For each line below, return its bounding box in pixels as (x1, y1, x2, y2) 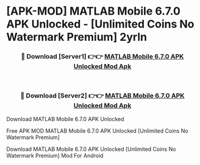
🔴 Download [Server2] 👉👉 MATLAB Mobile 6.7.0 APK (20, 91, 185, 100)
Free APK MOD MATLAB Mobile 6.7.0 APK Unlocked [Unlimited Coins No (6, 127, 188, 135)
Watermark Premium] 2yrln (6, 30, 148, 44)
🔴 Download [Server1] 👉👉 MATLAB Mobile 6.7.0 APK (21, 52, 184, 61)
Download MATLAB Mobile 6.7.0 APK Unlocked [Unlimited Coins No (6, 145, 176, 153)
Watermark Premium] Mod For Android (6, 152, 104, 159)
